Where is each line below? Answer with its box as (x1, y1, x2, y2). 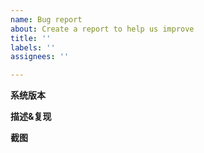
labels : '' (10, 42, 56, 53)
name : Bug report (10, 14, 83, 25)
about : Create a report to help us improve (10, 24, 195, 34)
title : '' (10, 33, 52, 43)
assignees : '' (10, 52, 70, 62)
